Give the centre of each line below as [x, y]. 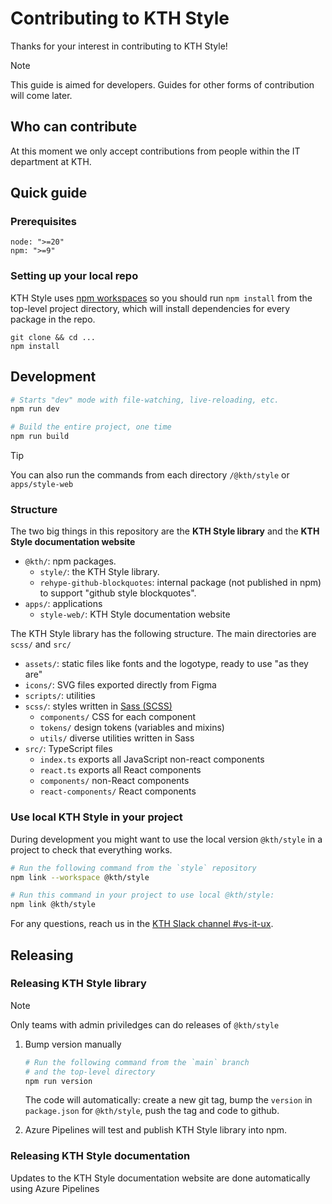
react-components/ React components [118, 791]
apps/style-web [42, 485]
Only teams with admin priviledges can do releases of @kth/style [145, 1024]
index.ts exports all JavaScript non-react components [152, 759]
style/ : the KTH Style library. [99, 572]
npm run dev [35, 409]
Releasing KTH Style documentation [100, 1156]
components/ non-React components [114, 781]
